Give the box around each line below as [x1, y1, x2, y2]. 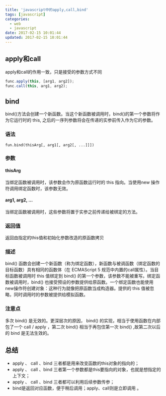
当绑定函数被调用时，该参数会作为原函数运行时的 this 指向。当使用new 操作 [5, 179, 160, 185]
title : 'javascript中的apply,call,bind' [5, 7, 88, 12]
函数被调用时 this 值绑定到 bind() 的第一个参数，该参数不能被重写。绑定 [9, 273, 156, 279]
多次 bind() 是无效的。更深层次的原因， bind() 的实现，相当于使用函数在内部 [5, 317, 161, 323]
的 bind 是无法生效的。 [5, 330, 52, 336]
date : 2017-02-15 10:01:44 [5, 30, 61, 35]
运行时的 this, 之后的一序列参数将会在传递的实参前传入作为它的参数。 [13, 117, 156, 123]
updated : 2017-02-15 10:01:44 [5, 35, 68, 40]
